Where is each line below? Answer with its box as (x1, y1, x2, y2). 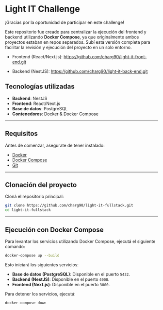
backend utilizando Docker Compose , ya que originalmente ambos (5, 34, 139, 40)
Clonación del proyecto (5, 181, 77, 189)
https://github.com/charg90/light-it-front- (64, 53, 147, 59)
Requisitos (5, 130, 38, 138)
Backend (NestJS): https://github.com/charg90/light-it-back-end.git (12, 68, 148, 74)
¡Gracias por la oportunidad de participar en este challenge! (5, 19, 125, 25)
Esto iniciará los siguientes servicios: (5, 261, 79, 268)
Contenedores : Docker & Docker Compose (12, 111, 98, 117)
